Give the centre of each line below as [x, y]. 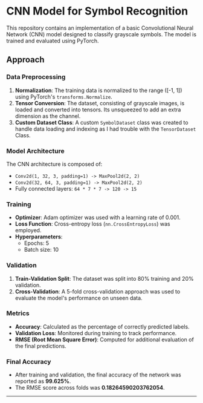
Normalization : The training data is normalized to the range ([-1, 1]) [98, 90]
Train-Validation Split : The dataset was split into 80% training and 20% [105, 278]
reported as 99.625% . [43, 381]
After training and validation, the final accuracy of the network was [98, 375]
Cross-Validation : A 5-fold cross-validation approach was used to [98, 291]
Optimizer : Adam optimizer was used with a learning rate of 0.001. [98, 218]
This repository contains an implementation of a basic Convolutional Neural [100, 28]
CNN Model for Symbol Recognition [97, 11]
